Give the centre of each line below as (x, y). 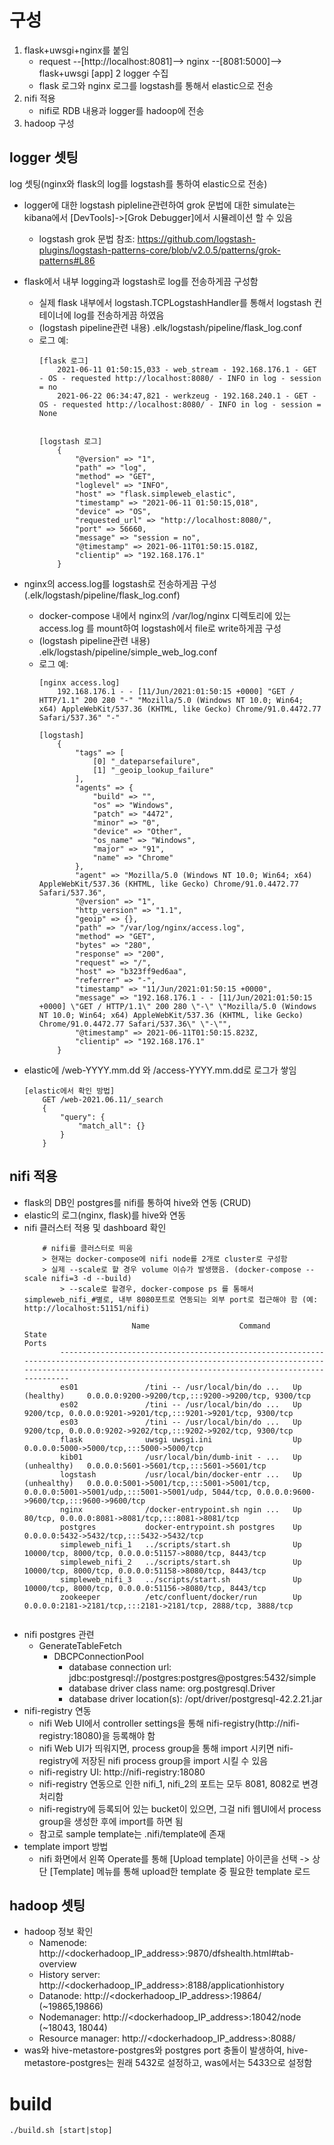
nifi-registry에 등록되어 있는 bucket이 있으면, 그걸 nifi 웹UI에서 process (180, 1808)
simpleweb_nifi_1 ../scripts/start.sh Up (181, 1544)
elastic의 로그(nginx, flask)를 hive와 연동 (104, 1215)
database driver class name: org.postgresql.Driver (172, 1688)
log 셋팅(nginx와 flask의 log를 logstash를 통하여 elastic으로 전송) (138, 183)
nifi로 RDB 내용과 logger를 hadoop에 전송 (121, 110)
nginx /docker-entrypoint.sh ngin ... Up (181, 1509)
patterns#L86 (67, 260)
